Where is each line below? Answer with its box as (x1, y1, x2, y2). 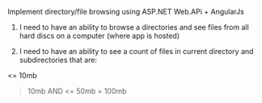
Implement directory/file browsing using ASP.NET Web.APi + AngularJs (7, 7, 244, 16)
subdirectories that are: (19, 56, 98, 64)
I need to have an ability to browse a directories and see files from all (19, 23, 250, 31)
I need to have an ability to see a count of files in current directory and (19, 47, 254, 56)
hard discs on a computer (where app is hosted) (19, 31, 180, 40)
